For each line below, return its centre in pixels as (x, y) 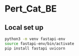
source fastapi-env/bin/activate (39, 43)
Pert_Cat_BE (31, 9)
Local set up (24, 27)
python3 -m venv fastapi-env (35, 39)
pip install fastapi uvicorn (35, 48)
